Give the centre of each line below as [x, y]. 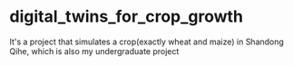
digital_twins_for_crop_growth [126, 17]
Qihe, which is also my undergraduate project [94, 51]
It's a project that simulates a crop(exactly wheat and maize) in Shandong [146, 42]
